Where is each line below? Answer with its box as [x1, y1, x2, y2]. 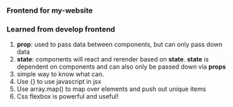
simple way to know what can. [16, 70, 104, 78]
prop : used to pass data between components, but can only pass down [16, 41, 223, 49]
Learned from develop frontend [6, 24, 115, 34]
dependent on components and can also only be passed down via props [16, 62, 227, 71]
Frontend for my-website [6, 6, 93, 15]
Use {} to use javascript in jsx [16, 78, 102, 86]
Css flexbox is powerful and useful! [16, 92, 119, 101]
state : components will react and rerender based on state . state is [16, 55, 209, 64]
